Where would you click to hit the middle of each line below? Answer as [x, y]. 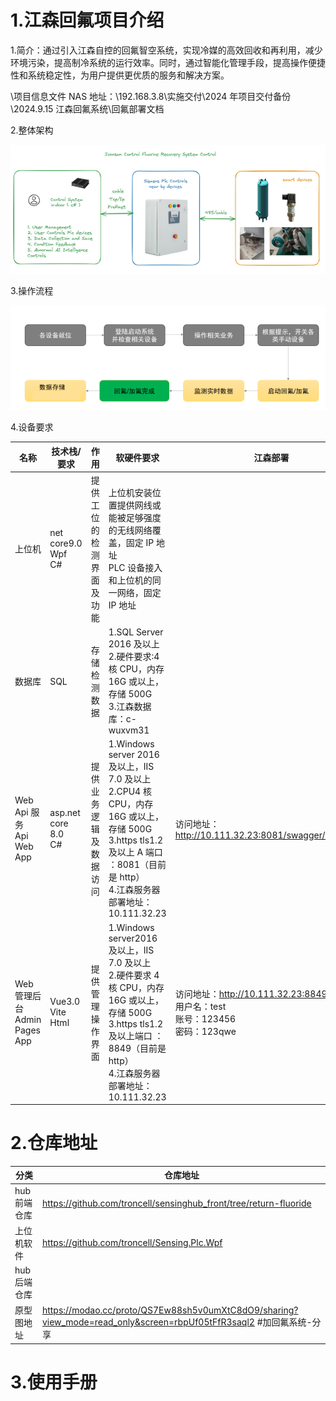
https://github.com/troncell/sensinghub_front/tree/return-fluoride [176, 1203]
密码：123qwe [205, 1031]
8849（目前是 [137, 1048]
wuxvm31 [129, 730]
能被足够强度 [135, 517]
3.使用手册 [54, 1382]
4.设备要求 [32, 427]
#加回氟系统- [284, 1322]
